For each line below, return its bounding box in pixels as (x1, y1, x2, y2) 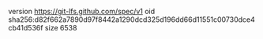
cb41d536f (8, 23, 43, 32)
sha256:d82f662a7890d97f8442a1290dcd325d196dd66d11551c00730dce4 (8, 15, 255, 24)
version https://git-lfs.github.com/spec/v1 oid (8, 7, 156, 16)
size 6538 (44, 23, 77, 32)
